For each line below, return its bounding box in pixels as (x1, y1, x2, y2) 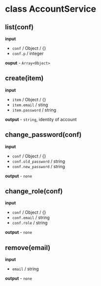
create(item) (5, 74, 44, 83)
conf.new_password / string (12, 163, 65, 169)
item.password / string (12, 107, 57, 113)
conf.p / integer (12, 50, 44, 56)
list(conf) (5, 23, 34, 31)
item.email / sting (12, 102, 48, 108)
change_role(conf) (5, 187, 63, 196)
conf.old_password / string (12, 158, 65, 164)
